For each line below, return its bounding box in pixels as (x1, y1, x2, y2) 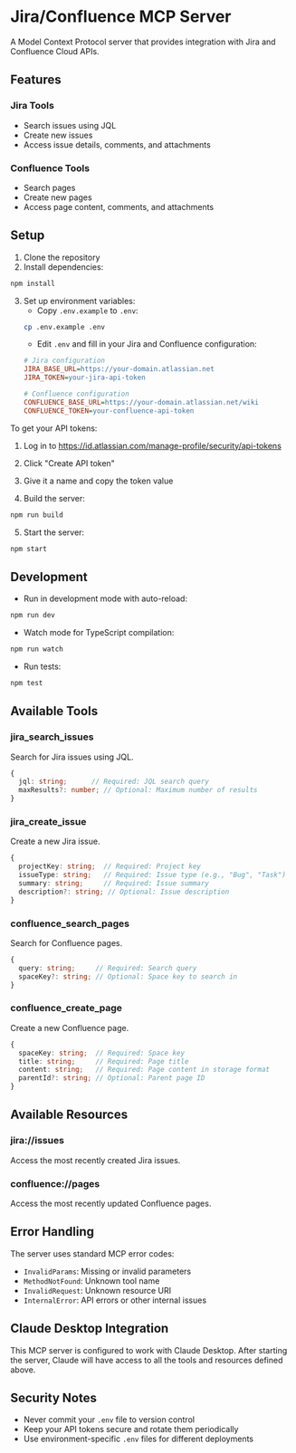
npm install (10, 279, 55, 288)
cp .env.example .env (23, 322, 105, 331)
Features (10, 72, 62, 88)
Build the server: (23, 492, 85, 503)
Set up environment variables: (23, 295, 136, 306)
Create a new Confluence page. (10, 1022, 129, 1033)
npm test (10, 679, 43, 688)
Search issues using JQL (23, 119, 117, 130)
